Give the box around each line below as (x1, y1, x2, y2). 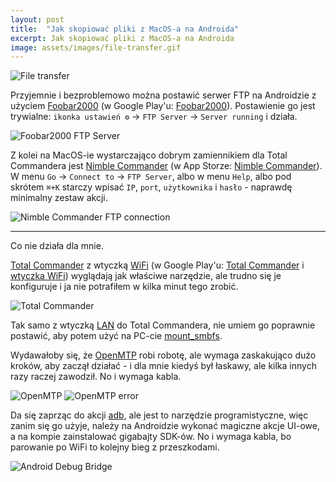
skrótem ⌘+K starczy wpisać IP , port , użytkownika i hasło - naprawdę (10, 181, 293, 193)
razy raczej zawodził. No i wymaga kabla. (10, 371, 182, 383)
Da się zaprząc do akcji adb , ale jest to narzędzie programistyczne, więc (10, 409, 309, 421)
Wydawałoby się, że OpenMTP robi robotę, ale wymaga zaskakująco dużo (10, 349, 317, 361)
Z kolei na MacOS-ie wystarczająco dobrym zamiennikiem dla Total (10, 149, 288, 161)
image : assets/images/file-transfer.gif (10, 42, 182, 53)
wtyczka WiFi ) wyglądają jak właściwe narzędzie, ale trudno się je (10, 270, 282, 282)
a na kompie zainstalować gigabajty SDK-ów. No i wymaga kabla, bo (10, 431, 292, 443)
